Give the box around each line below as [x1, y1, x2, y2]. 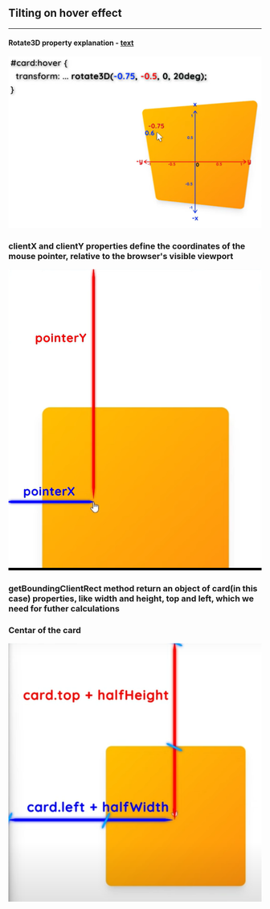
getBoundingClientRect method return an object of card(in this [8, 583, 258, 594]
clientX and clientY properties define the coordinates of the [8, 241, 246, 252]
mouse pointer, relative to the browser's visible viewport [8, 251, 234, 262]
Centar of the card [8, 624, 82, 635]
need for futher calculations [8, 603, 121, 615]
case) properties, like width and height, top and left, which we [8, 593, 255, 604]
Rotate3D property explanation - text [8, 38, 134, 47]
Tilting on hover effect [8, 6, 122, 20]
